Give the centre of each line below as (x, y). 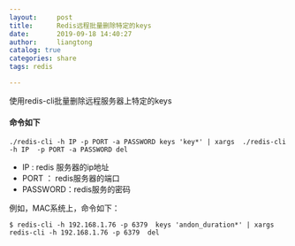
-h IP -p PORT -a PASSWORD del (68, 150)
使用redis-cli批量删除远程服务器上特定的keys (91, 100)
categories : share (43, 58)
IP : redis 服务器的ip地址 (65, 167)
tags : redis (31, 67)
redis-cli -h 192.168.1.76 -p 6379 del (85, 233)
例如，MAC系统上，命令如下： (65, 208)
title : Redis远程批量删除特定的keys (80, 26)
